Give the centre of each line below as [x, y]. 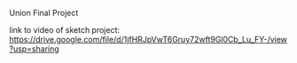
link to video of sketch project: [65, 30]
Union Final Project [44, 13]
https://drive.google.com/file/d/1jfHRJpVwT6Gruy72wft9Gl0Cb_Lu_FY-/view [148, 39]
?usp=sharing [34, 49]
